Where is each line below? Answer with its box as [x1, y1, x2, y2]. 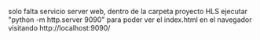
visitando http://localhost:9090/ [8, 24, 111, 32]
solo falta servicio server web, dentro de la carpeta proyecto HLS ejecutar [8, 7, 248, 16]
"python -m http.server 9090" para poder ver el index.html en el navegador [8, 15, 252, 24]
